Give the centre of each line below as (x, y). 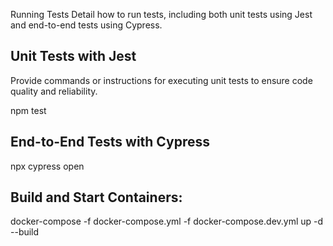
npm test (28, 110)
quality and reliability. (54, 91)
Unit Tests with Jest (73, 56)
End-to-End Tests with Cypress (110, 142)
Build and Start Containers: (96, 197)
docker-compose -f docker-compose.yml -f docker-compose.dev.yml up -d (167, 221)
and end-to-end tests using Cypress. (86, 25)
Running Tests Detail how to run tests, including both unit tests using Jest (161, 14)
